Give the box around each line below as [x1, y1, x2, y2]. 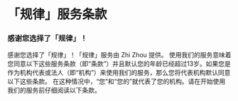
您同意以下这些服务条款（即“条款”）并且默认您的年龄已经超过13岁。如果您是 [7, 59, 231, 68]
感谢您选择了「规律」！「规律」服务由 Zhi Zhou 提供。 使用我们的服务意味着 [7, 51, 232, 59]
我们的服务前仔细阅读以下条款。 [7, 86, 101, 95]
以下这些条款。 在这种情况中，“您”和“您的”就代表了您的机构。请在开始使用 [7, 77, 226, 85]
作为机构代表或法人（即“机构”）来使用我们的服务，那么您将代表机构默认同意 [7, 69, 231, 77]
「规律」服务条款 [7, 6, 108, 23]
